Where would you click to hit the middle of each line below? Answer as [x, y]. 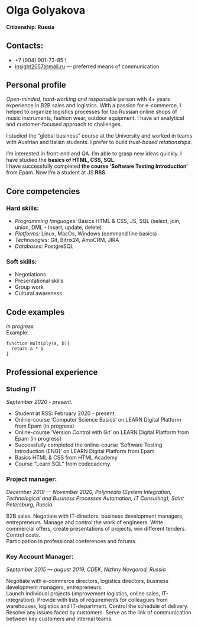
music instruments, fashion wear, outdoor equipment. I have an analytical [95, 118]
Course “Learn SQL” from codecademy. [63, 464]
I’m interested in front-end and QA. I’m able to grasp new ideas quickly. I [94, 154]
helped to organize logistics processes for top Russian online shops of [92, 112]
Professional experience [52, 372]
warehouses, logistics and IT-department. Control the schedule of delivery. [98, 606]
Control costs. [23, 535]
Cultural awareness [38, 294]
